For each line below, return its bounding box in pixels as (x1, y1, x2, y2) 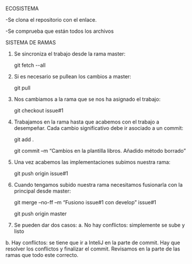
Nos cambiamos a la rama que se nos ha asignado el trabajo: (13, 96, 161, 102)
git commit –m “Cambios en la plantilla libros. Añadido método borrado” (13, 148, 186, 154)
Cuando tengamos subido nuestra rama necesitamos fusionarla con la (13, 181, 183, 188)
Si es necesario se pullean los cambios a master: (13, 73, 132, 80)
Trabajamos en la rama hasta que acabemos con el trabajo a (13, 118, 160, 125)
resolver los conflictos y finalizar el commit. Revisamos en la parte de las (5, 245, 180, 252)
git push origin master (13, 210, 67, 217)
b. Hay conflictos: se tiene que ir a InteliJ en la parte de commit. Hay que (5, 239, 180, 246)
